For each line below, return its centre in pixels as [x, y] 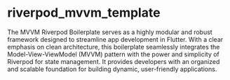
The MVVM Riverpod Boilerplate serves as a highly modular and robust [110, 32]
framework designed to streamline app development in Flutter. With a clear [115, 39]
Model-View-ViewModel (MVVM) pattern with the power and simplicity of [113, 54]
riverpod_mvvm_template [84, 13]
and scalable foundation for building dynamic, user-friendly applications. [112, 69]
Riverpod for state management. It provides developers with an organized [114, 61]
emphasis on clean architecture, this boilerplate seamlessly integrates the [114, 47]
